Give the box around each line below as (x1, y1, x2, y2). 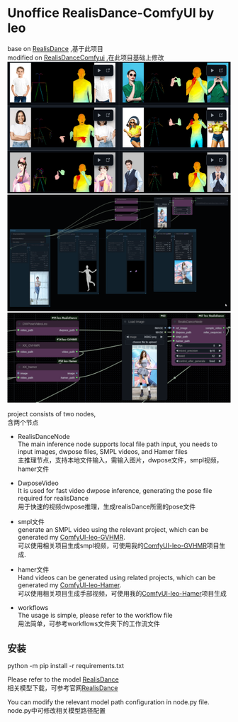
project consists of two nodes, (7, 410, 96, 418)
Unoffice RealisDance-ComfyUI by (7, 5, 215, 21)
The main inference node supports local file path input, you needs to (17, 440, 218, 448)
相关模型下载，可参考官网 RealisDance (7, 683, 118, 692)
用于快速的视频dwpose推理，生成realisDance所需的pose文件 (17, 502, 196, 511)
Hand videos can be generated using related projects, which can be (17, 573, 216, 582)
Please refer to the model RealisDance (7, 675, 119, 684)
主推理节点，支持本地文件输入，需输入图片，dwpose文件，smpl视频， (17, 456, 223, 465)
